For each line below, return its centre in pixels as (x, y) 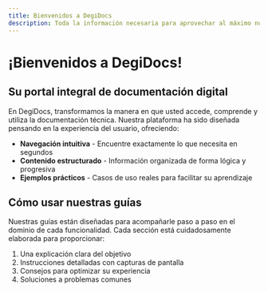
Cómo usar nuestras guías (75, 202)
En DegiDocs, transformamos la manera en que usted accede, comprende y (133, 111)
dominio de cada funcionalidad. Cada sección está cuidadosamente (120, 230)
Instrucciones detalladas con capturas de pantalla (102, 262)
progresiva (37, 169)
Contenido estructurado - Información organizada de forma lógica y (133, 160)
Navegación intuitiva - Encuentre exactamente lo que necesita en (128, 144)
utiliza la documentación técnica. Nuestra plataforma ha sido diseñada (124, 120)
